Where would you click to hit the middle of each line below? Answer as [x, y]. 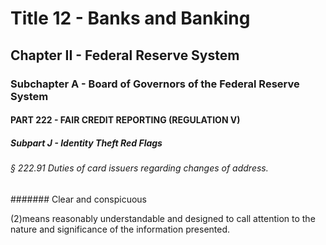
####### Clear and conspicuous [78, 199]
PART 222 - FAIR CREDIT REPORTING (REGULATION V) [125, 120]
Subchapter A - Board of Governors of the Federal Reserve [155, 84]
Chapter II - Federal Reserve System [125, 55]
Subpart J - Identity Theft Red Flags [86, 143]
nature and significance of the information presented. [120, 229]
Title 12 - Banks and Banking [130, 18]
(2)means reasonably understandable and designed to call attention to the [163, 218]
